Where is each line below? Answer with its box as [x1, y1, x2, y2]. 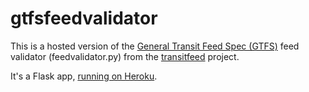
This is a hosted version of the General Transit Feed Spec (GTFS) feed [10, 40, 300, 52]
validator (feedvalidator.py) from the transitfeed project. [10, 50, 240, 62]
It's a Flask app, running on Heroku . [10, 70, 158, 82]
